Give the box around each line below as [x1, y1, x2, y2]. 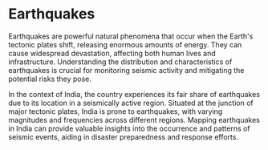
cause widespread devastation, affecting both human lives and [8, 48, 217, 58]
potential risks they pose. [8, 74, 92, 83]
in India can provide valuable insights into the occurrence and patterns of [8, 124, 250, 133]
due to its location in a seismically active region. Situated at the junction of [8, 98, 254, 107]
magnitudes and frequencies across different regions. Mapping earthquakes [8, 115, 261, 124]
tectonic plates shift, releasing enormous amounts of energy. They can [8, 39, 242, 49]
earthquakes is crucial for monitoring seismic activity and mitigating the [8, 65, 245, 75]
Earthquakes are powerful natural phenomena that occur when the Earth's [8, 31, 254, 41]
